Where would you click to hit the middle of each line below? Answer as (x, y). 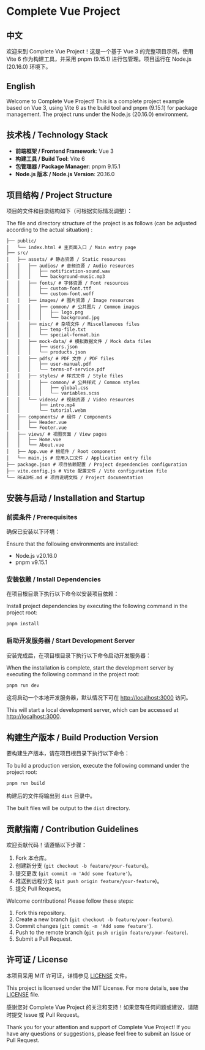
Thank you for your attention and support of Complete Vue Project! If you (99, 1027)
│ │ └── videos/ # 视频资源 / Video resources (70, 400)
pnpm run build (26, 784)
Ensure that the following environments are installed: (73, 544)
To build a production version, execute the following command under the (98, 766)
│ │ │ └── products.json (46, 352)
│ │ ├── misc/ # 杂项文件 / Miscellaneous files (73, 324)
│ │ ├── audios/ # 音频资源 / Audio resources (70, 266)
